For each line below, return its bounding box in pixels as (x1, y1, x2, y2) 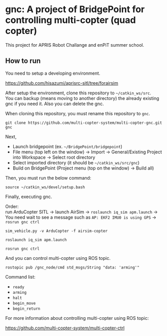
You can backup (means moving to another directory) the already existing (5, 95, 159, 101)
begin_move (12, 300, 36, 306)
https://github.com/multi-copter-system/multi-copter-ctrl (5, 325, 125, 331)
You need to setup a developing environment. (5, 70, 101, 76)
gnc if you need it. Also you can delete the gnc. (5, 100, 104, 107)
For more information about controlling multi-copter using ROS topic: (5, 315, 149, 321)
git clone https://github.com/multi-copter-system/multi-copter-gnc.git (5, 120, 162, 125)
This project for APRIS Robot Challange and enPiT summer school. (5, 42, 145, 48)
